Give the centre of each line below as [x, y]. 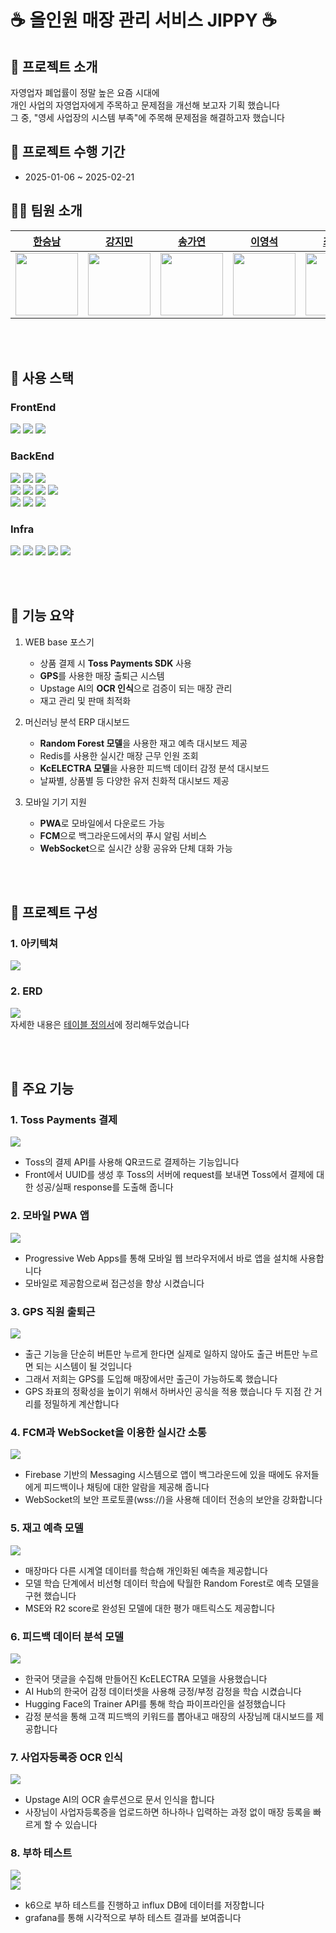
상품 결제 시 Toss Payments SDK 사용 [115, 663]
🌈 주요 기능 [42, 1089]
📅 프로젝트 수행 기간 [68, 152]
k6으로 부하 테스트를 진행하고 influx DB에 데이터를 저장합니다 [144, 1905]
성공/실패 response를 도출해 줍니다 [104, 1187]
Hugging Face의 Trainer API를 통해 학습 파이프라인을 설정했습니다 [155, 1703]
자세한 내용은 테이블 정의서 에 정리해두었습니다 [100, 1024]
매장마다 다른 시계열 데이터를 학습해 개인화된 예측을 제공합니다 [146, 1570]
